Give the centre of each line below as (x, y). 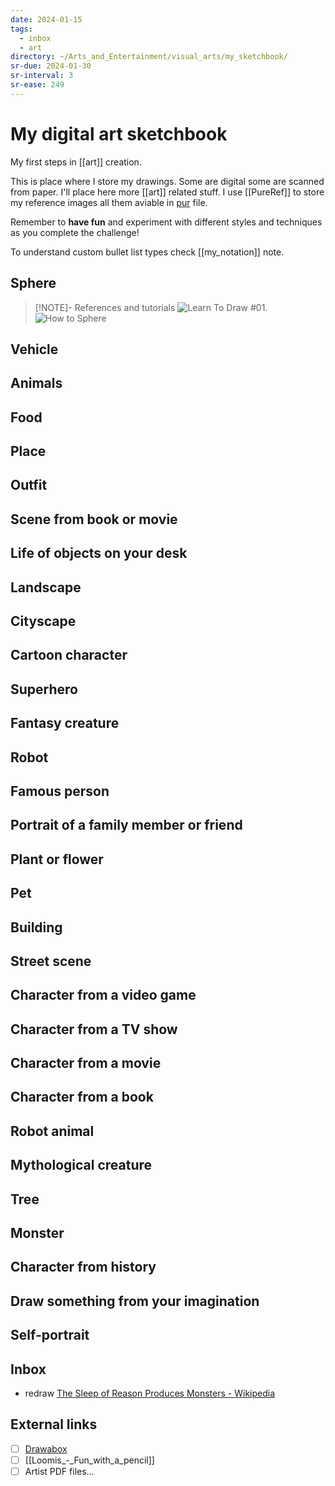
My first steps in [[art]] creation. (76, 162)
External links (54, 1424)
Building (36, 927)
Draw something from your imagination (135, 1301)
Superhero (44, 689)
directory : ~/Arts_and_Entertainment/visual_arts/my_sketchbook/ (149, 57)
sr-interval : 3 (42, 76)
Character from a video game (103, 995)
